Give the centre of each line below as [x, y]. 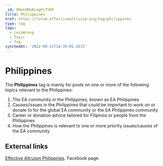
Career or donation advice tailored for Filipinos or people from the [79, 115]
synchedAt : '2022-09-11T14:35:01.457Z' [46, 46]
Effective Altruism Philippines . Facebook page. [53, 158]
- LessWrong [22, 33]
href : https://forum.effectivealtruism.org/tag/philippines [68, 19]
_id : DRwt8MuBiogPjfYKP [30, 10]
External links [27, 146]
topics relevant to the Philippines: [39, 90]
